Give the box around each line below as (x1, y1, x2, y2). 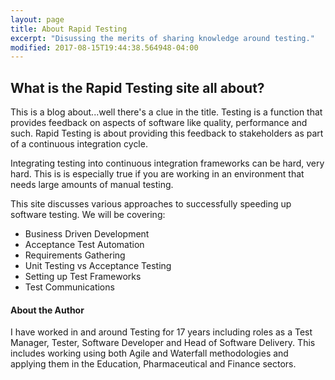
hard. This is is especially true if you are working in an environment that (10, 168, 305, 180)
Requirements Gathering (24, 249, 126, 261)
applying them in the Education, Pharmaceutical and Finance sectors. (10, 358, 297, 370)
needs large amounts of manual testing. (10, 179, 174, 191)
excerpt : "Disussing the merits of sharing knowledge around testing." (10, 33, 315, 43)
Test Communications (24, 281, 115, 293)
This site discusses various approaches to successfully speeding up (10, 198, 292, 210)
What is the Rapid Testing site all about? (10, 79, 265, 96)
